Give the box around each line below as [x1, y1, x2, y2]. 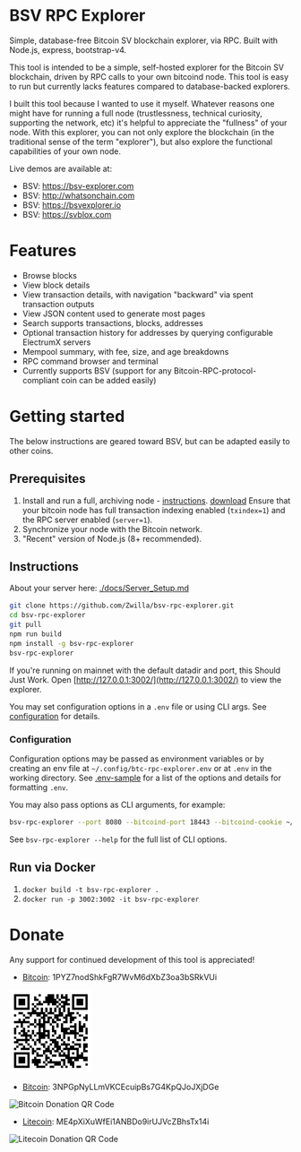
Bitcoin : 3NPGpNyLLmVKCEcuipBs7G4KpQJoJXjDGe [21, 1081, 219, 1092]
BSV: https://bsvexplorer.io [21, 199, 122, 211]
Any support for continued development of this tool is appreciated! [9, 954, 255, 965]
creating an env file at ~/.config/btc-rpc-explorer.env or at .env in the [9, 762, 272, 773]
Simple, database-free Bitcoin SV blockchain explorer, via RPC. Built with [9, 35, 279, 46]
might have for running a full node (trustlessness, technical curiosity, [9, 107, 262, 118]
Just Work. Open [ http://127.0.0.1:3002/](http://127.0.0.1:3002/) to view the [9, 674, 282, 685]
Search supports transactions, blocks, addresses [21, 317, 203, 328]
